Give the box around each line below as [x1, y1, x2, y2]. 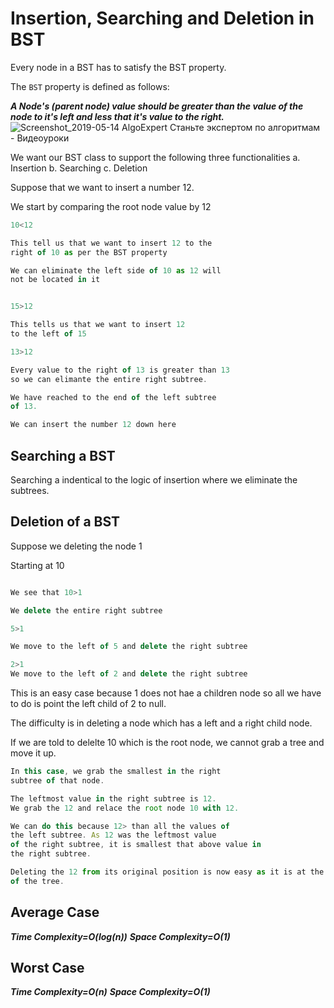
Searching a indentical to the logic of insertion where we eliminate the [10, 474, 298, 486]
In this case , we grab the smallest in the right [10, 767, 222, 777]
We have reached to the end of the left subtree [10, 392, 217, 402]
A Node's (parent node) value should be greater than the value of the [10, 100, 304, 112]
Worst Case [10, 960, 85, 977]
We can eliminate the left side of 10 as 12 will [10, 265, 222, 276]
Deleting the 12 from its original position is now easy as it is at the [10, 867, 325, 877]
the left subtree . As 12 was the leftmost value [10, 830, 217, 841]
